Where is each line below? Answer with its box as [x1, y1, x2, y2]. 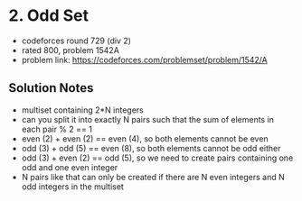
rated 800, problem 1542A [21, 44, 119, 55]
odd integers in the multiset [21, 181, 124, 192]
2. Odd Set [8, 5, 90, 26]
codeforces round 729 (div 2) [21, 35, 132, 46]
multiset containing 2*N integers [21, 105, 144, 115]
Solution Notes [8, 80, 94, 96]
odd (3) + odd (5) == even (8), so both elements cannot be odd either [21, 142, 281, 153]
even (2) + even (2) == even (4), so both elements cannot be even [21, 132, 269, 144]
